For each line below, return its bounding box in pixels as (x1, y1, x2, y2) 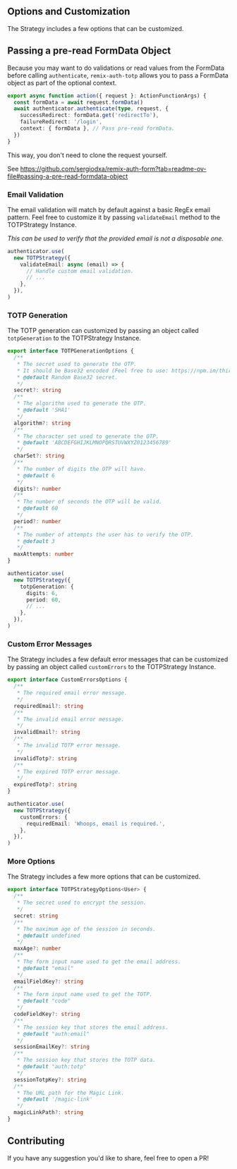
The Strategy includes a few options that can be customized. (7, 24, 184, 32)
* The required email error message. (16, 690, 128, 697)
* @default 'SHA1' (16, 407, 71, 414)
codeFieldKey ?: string (13, 1011, 80, 1018)
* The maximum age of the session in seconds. (16, 925, 157, 933)
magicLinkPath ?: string (13, 1109, 83, 1116)
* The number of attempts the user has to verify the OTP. (16, 531, 194, 538)
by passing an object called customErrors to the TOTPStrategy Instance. (7, 663, 217, 671)
